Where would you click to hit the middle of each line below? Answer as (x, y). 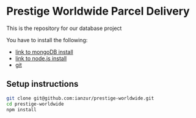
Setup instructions (42, 84)
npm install (21, 109)
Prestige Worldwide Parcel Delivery (98, 11)
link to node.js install (41, 58)
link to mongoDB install (44, 52)
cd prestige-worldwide (35, 104)
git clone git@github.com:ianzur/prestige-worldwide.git (80, 98)
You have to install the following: (47, 40)
